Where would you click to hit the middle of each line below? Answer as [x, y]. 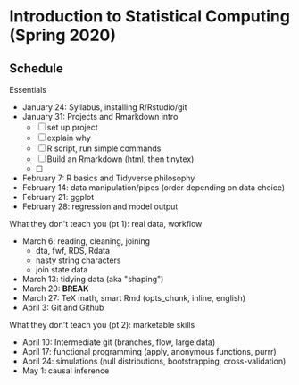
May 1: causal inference [66, 371]
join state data [62, 269]
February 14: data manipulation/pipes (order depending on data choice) [154, 188]
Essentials [28, 90]
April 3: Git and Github [63, 307]
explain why [69, 138]
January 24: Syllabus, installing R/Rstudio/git [104, 107]
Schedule [37, 68]
